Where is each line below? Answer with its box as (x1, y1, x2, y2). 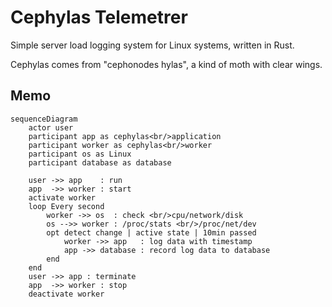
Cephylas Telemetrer (10, 6, 188, 29)
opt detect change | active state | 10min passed (46, 227, 257, 238)
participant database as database (28, 157, 172, 168)
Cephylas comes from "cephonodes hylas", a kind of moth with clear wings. (10, 58, 323, 70)
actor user (28, 122, 74, 133)
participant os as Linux (28, 149, 132, 159)
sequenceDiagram (10, 114, 78, 124)
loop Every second (28, 201, 105, 211)
